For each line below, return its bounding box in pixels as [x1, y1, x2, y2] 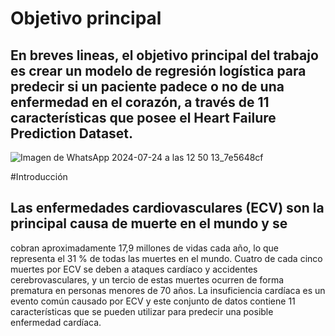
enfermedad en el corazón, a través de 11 [10, 93, 270, 111]
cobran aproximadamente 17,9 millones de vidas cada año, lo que [10, 242, 279, 254]
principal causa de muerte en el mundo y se [10, 215, 288, 232]
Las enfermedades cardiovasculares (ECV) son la [10, 200, 325, 217]
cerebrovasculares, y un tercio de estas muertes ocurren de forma [10, 273, 285, 286]
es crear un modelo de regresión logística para [10, 62, 307, 79]
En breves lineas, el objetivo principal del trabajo [10, 47, 319, 64]
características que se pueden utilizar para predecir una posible [10, 305, 274, 317]
